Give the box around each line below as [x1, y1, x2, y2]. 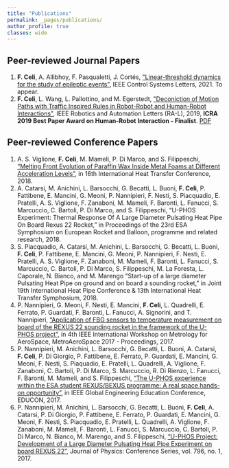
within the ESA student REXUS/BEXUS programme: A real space [16, 381, 199, 389]
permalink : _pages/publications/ [7, 16, 103, 23]
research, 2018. [16, 235, 62, 243]
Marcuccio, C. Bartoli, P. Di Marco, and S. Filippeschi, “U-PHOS [16, 205, 196, 214]
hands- [200, 381, 221, 389]
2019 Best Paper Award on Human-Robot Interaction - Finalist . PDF [16, 117, 211, 125]
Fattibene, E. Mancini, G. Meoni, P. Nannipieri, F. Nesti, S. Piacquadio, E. [16, 191, 221, 199]
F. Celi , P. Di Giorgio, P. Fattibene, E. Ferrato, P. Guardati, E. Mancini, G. [16, 352, 218, 360]
